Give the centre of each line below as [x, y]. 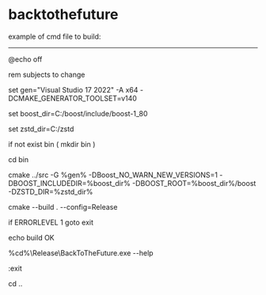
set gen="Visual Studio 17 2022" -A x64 [73, 89]
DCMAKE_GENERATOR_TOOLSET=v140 [72, 98]
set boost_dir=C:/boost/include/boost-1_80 [78, 113]
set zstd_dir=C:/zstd [41, 129]
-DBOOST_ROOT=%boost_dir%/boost [194, 183]
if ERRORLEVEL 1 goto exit [51, 222]
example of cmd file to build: [55, 36]
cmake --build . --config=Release [63, 206]
